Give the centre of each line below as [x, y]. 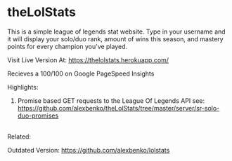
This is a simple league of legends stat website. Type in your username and [117, 31]
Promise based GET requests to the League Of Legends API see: [111, 100]
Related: [19, 136]
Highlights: [23, 87]
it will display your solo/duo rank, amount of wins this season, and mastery [115, 38]
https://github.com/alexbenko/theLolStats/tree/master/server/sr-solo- [118, 108]
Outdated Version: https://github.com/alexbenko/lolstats [89, 150]
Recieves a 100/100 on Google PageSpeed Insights [81, 73]
